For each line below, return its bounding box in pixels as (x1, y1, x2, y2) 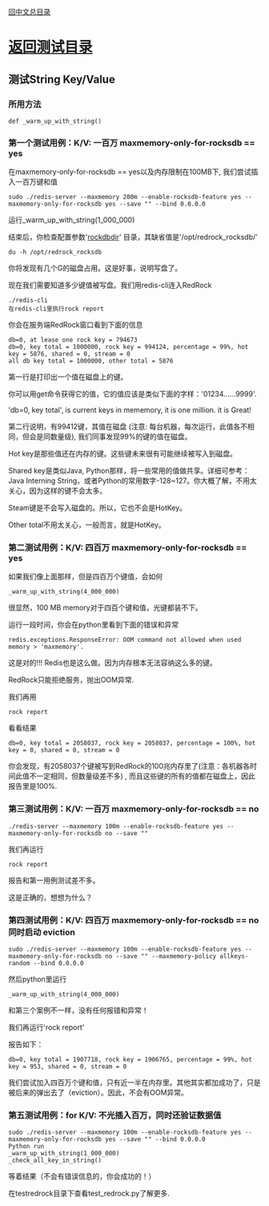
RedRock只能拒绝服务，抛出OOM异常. (8, 675, 134, 684)
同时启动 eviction (8, 926, 76, 937)
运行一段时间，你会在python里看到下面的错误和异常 (8, 620, 179, 630)
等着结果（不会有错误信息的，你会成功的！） (8, 1171, 156, 1181)
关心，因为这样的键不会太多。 (8, 486, 106, 496)
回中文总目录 (8, 7, 50, 16)
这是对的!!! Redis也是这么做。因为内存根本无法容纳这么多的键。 (8, 658, 218, 668)
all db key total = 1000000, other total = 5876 (8, 357, 174, 365)
